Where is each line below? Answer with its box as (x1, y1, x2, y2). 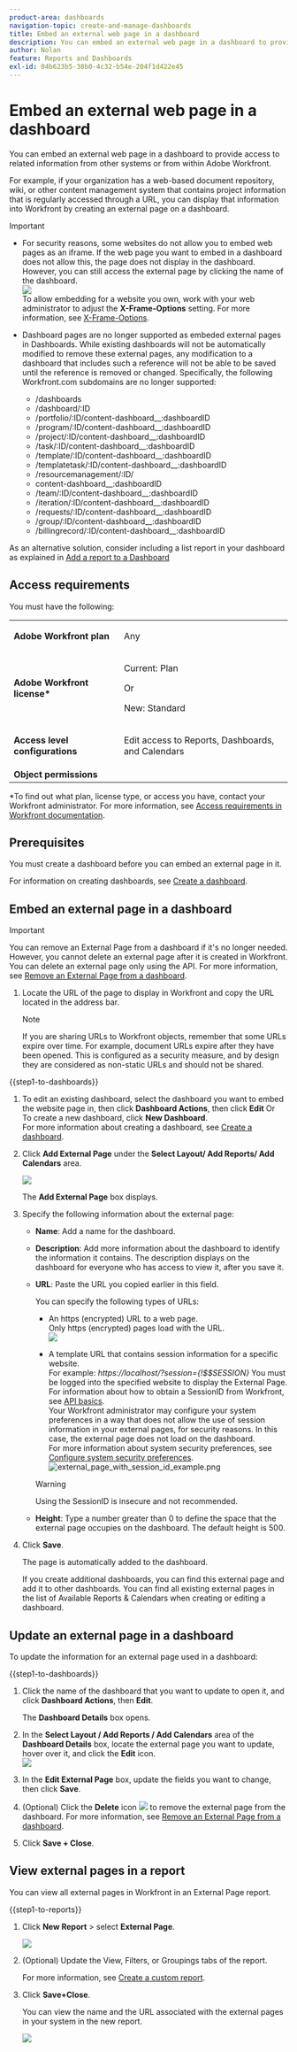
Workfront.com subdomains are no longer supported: (21, 376, 217, 387)
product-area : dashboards (9, 12, 104, 22)
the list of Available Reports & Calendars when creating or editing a (21, 1593, 266, 1603)
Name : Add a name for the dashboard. (34, 1226, 176, 1237)
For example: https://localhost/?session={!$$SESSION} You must (48, 1368, 286, 1378)
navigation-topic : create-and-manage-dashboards (9, 21, 192, 30)
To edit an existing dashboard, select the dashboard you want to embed (21, 1094, 285, 1105)
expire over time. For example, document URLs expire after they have (21, 1041, 275, 1052)
